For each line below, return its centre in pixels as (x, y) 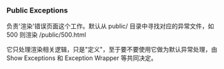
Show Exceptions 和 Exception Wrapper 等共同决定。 (82, 58)
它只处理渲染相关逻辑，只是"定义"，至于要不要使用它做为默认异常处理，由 (112, 50)
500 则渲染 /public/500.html (47, 35)
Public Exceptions (37, 10)
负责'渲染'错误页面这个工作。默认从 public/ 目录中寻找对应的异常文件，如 (110, 26)
